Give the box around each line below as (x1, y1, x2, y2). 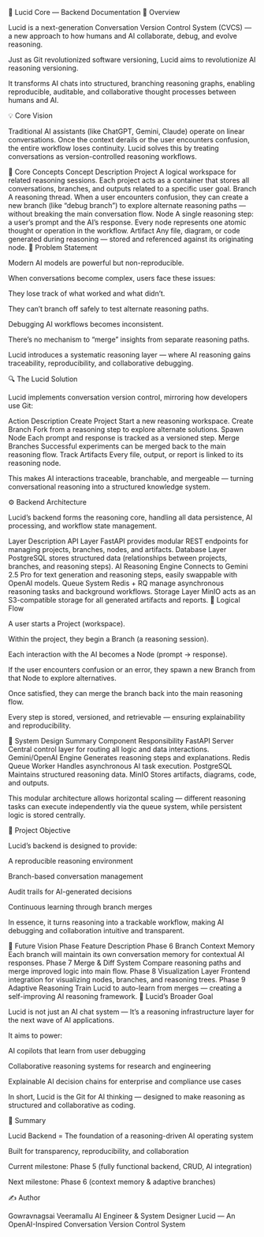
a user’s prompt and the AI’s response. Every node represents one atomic (8, 218, 247, 227)
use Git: (8, 401, 34, 410)
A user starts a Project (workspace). (8, 619, 126, 628)
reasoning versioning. (8, 63, 79, 73)
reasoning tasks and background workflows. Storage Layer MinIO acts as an (8, 587, 256, 596)
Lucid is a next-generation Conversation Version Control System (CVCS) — (8, 23, 252, 32)
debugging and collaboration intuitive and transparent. (8, 926, 185, 935)
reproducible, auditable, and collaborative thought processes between (8, 87, 236, 96)
